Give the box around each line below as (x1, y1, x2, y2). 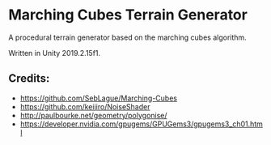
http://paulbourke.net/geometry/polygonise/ (19, 110, 167, 120)
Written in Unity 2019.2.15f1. (8, 48, 101, 58)
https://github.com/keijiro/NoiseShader (19, 101, 150, 111)
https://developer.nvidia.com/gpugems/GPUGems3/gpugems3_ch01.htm (19, 119, 263, 129)
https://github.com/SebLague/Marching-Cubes (19, 93, 178, 103)
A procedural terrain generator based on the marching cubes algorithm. (8, 32, 247, 42)
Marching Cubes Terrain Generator (8, 6, 248, 24)
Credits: (8, 71, 50, 86)
